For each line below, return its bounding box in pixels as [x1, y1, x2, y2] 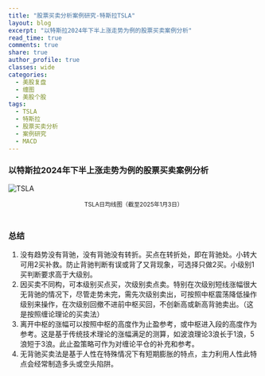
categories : [8, 71, 48, 79]
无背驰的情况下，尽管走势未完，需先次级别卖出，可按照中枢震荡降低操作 [19, 289, 257, 299]
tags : [8, 100, 26, 108]
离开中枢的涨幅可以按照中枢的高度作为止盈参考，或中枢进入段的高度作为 [19, 320, 257, 329]
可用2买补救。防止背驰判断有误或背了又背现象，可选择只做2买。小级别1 [19, 260, 255, 269]
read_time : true [8, 33, 62, 42]
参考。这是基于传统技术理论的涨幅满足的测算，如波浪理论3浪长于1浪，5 [19, 329, 255, 339]
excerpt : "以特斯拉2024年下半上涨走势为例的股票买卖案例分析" [8, 26, 193, 34]
